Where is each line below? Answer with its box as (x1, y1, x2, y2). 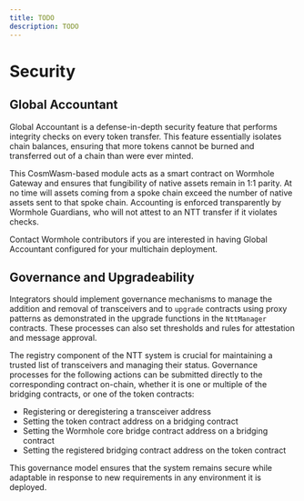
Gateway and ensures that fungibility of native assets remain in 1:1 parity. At (9, 177, 293, 188)
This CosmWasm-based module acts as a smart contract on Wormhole (9, 167, 275, 178)
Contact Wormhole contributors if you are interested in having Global (9, 234, 269, 245)
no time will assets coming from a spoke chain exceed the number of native (9, 187, 293, 198)
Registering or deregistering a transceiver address (22, 406, 212, 417)
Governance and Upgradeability (9, 269, 195, 285)
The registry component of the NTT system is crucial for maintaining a (9, 350, 273, 361)
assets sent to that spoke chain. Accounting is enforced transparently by (9, 196, 282, 207)
